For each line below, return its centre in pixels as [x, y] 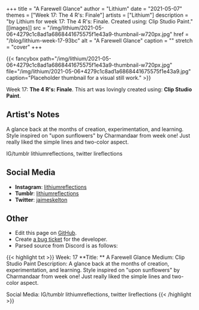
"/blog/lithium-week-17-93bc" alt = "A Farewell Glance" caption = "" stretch [99, 41]
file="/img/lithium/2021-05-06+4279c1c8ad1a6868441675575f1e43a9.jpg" [99, 71]
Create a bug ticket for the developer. [61, 239]
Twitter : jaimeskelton [41, 199]
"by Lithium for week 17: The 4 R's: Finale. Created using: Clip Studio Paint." [100, 21]
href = [181, 34]
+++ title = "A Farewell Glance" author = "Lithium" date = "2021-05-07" [94, 9]
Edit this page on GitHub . [46, 233]
